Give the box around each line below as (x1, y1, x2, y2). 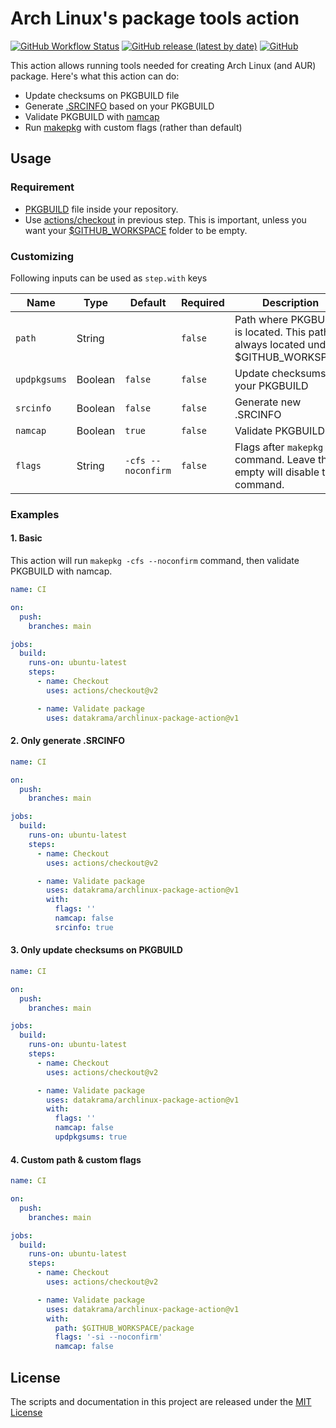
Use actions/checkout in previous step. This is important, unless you (24, 213, 307, 226)
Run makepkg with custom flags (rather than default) (24, 121, 243, 133)
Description (261, 295, 320, 309)
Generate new (234, 395, 302, 409)
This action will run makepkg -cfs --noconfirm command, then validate (10, 555, 300, 567)
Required (180, 295, 225, 309)
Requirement (10, 180, 75, 194)
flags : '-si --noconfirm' (54, 1332, 163, 1342)
